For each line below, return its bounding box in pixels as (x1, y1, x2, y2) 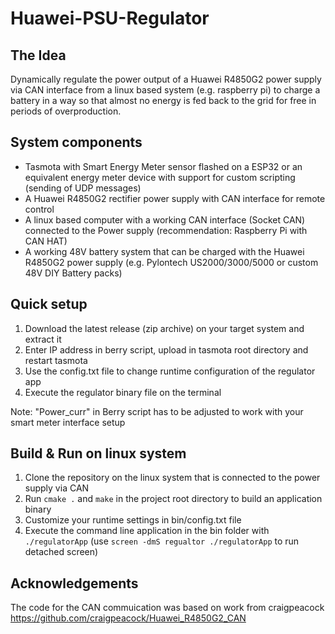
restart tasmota (24, 354, 88, 366)
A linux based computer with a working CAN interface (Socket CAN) (24, 213, 306, 226)
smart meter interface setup (10, 416, 126, 428)
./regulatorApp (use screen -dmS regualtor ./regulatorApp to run (24, 535, 300, 547)
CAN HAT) (24, 235, 68, 247)
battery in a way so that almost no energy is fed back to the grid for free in (10, 95, 317, 106)
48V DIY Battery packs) (24, 267, 123, 279)
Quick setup (10, 296, 88, 313)
